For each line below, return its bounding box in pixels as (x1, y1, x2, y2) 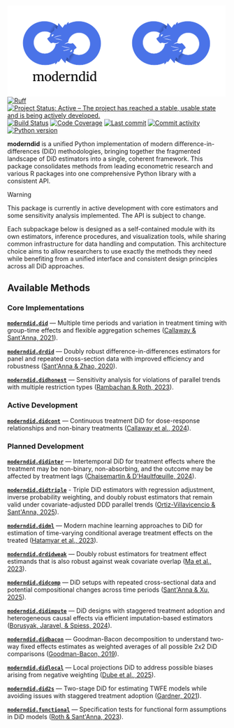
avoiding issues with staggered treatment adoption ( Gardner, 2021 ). (7, 691, 202, 700)
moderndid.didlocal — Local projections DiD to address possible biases (7, 663, 214, 671)
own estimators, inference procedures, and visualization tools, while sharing (7, 232, 226, 240)
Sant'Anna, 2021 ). (7, 334, 58, 342)
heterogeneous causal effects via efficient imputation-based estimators (7, 613, 213, 622)
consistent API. (7, 177, 51, 185)
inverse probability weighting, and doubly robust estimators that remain (7, 493, 213, 501)
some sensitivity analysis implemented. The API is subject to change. (7, 211, 206, 219)
